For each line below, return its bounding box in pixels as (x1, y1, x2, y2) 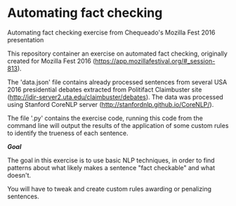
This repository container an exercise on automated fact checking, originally (7, 49, 228, 58)
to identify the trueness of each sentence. (7, 129, 129, 137)
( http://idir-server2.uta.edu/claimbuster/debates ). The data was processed (7, 93, 223, 101)
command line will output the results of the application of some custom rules (7, 121, 229, 129)
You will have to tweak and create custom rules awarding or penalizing (7, 184, 212, 193)
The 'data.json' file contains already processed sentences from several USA (7, 77, 228, 86)
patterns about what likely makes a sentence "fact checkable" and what (7, 163, 216, 172)
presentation (7, 35, 44, 44)
